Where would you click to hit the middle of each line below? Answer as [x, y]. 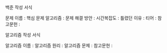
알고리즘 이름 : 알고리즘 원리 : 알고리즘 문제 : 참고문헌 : [59, 45]
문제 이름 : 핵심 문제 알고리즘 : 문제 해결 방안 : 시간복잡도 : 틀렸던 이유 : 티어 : [81, 18]
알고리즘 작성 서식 [23, 35]
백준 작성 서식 [19, 7]
